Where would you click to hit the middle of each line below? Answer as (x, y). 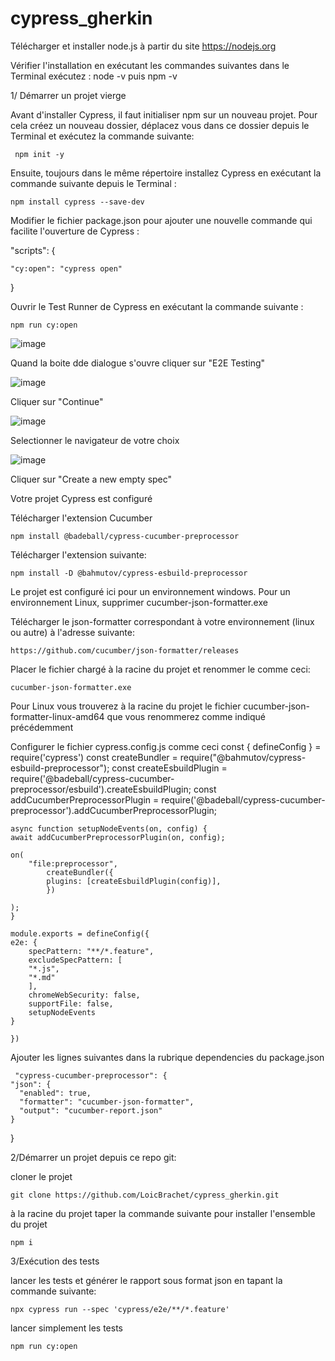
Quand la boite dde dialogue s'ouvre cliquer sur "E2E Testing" (138, 363)
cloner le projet (41, 1176)
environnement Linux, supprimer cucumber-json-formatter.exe (139, 602)
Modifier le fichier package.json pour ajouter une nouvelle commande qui (161, 220)
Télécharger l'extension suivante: (78, 554)
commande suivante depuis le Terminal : (93, 183)
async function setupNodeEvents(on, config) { (109, 828)
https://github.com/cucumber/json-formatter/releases (125, 650)
